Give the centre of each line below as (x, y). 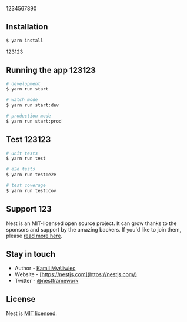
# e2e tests (21, 169)
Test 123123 (29, 140)
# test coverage (26, 185)
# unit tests (22, 153)
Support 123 (29, 209)
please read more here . (34, 236)
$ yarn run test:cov (31, 190)
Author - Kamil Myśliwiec (45, 268)
